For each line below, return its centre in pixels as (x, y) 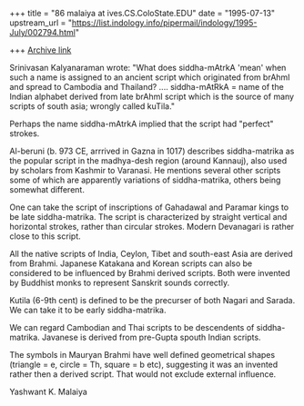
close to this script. (45, 236)
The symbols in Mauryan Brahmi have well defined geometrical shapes (142, 355)
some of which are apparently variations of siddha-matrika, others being (145, 180)
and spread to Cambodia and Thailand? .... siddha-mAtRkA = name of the (147, 87)
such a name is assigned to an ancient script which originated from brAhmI (150, 77)
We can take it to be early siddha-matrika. (88, 310)
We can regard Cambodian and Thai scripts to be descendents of (132, 327)
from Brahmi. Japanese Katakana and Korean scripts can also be (131, 263)
